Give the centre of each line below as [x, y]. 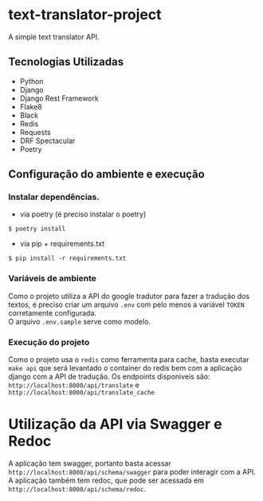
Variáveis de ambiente [53, 279]
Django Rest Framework [59, 98]
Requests [35, 132]
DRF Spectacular [47, 141]
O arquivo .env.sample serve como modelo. [80, 321]
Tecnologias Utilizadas [66, 62]
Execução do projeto [49, 342]
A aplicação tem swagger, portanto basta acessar [90, 463]
